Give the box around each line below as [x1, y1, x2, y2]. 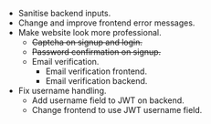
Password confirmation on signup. [31, 46, 162, 57]
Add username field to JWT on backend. [31, 95, 185, 106]
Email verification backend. [45, 76, 148, 86]
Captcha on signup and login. [31, 36, 143, 47]
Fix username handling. [17, 86, 107, 96]
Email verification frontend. [45, 66, 148, 77]
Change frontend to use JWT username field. [31, 105, 203, 115]
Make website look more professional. [17, 27, 162, 37]
